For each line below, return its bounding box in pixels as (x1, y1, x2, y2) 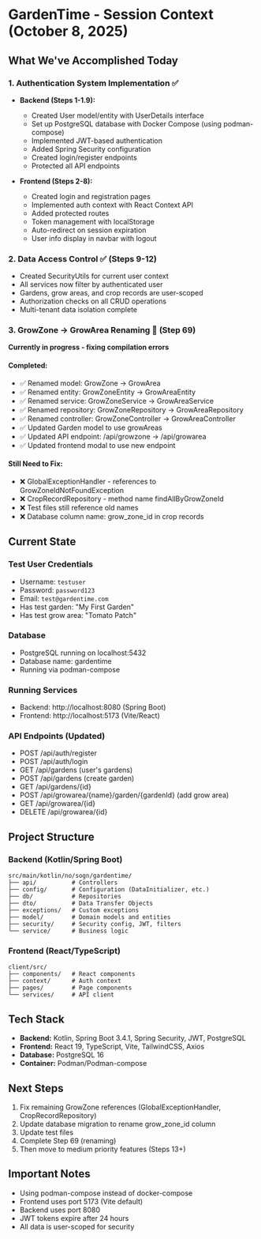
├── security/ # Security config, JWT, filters (8, 921, 181, 928)
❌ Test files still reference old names (19, 503, 139, 512)
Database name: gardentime (19, 656, 112, 665)
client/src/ (8, 963, 47, 971)
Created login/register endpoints (31, 153, 138, 162)
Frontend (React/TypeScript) (8, 946, 121, 957)
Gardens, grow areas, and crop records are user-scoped (19, 288, 203, 298)
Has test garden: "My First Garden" (19, 602, 135, 612)
